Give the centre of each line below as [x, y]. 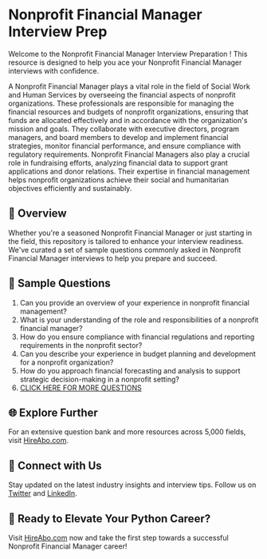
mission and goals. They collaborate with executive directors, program [124, 129]
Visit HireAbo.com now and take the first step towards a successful [118, 538]
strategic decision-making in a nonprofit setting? [99, 379]
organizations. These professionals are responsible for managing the [121, 103]
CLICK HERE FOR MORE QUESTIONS [80, 387]
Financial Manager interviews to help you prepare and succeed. [113, 258]
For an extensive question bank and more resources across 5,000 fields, [127, 432]
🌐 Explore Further [53, 412]
